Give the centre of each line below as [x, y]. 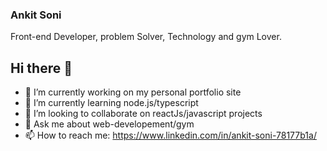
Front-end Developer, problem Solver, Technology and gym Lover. [146, 37]
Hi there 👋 [41, 68]
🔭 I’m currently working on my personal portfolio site [133, 92]
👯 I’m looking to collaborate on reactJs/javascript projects [143, 114]
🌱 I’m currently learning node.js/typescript [111, 103]
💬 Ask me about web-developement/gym [109, 124]
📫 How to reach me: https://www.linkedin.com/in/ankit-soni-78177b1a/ [170, 135]
